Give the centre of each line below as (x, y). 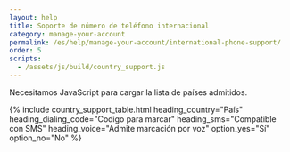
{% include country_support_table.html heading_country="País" (126, 109)
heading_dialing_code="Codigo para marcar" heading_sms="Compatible (143, 119)
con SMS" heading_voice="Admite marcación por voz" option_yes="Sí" (140, 128)
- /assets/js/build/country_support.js (91, 68)
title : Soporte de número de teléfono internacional (109, 26)
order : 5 (25, 51)
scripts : (25, 59)
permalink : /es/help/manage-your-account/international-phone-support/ (145, 42)
